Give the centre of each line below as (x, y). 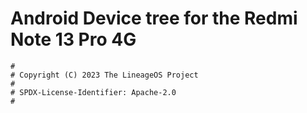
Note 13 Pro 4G (73, 39)
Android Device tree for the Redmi (154, 18)
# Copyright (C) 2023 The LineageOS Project (104, 75)
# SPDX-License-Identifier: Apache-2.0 (93, 92)
